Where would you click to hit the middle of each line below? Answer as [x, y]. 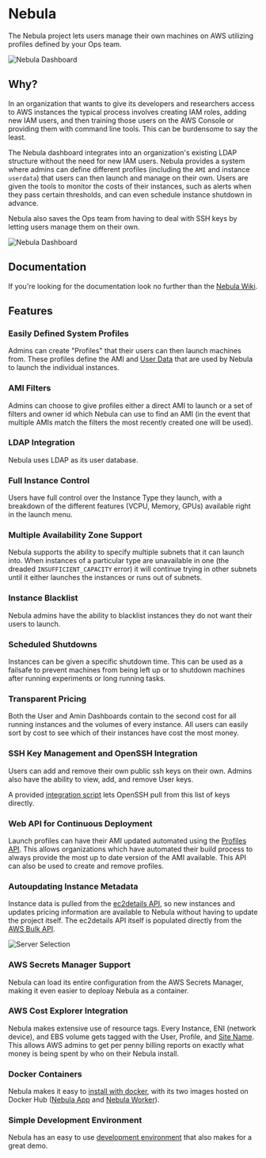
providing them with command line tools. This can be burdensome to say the [133, 128]
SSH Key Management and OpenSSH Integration [103, 753]
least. [17, 137]
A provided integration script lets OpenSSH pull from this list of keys [119, 794]
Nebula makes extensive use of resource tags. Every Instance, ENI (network [132, 1028]
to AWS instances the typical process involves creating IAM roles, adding [127, 112]
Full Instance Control [49, 480]
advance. [23, 203]
